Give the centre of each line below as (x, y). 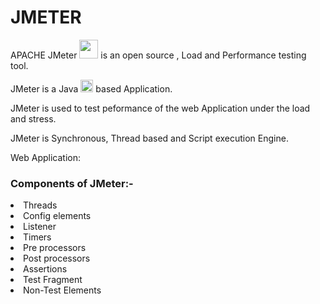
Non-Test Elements (62, 290)
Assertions (45, 269)
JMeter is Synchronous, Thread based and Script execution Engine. (149, 138)
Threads (40, 205)
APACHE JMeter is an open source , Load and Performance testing (158, 55)
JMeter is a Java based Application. (91, 88)
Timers (37, 237)
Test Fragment (53, 280)
